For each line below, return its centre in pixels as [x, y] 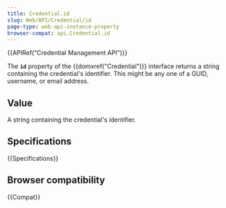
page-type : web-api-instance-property [63, 26]
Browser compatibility [56, 181]
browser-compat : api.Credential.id [59, 33]
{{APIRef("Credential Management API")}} [67, 53]
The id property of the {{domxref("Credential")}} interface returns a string [114, 66]
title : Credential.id [39, 14]
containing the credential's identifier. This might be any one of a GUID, [108, 74]
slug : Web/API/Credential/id [49, 20]
